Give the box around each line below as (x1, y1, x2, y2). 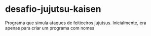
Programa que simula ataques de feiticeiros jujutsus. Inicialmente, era (5, 20, 147, 26)
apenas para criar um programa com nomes (5, 25, 95, 31)
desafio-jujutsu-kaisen (5, 3, 101, 15)
